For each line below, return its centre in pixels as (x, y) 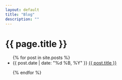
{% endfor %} (27, 72)
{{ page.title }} (36, 44)
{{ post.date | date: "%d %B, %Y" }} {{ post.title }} (65, 63)
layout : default (22, 10)
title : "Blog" (20, 14)
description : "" (22, 19)
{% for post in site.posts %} (41, 57)
